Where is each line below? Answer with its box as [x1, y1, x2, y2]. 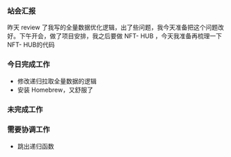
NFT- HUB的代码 [7, 40, 55, 49]
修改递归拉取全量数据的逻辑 [17, 76, 97, 85]
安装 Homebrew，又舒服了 [17, 85, 94, 94]
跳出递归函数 [17, 142, 54, 150]
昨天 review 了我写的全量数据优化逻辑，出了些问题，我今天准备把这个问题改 [7, 23, 224, 32]
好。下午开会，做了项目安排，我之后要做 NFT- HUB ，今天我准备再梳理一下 [7, 32, 223, 40]
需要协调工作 [7, 125, 51, 135]
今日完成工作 [7, 60, 51, 69]
